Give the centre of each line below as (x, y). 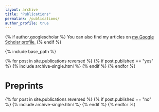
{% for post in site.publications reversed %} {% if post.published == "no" (78, 99)
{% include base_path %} (31, 52)
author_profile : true (27, 23)
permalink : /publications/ (32, 19)
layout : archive (21, 9)
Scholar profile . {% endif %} (33, 42)
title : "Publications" (28, 14)
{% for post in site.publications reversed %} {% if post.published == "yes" (79, 61)
